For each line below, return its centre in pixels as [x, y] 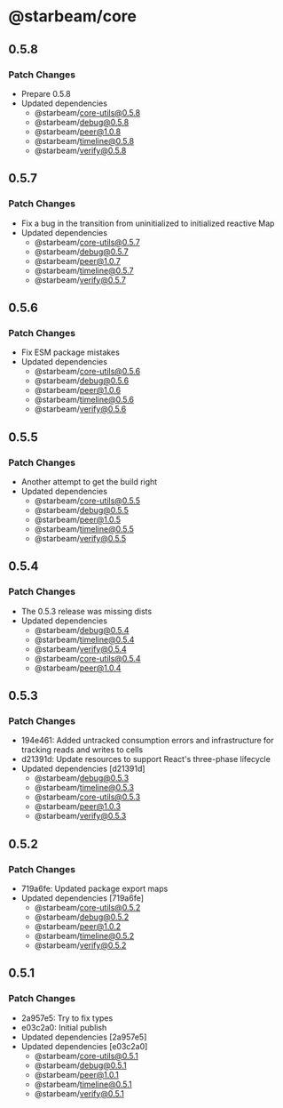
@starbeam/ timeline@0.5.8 [84, 141]
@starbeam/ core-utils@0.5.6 [87, 372]
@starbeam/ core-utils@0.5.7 [87, 242]
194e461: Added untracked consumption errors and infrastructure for [147, 741]
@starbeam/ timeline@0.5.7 [84, 270]
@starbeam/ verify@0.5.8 [80, 150]
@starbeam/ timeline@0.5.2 [84, 936]
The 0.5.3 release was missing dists [86, 611]
